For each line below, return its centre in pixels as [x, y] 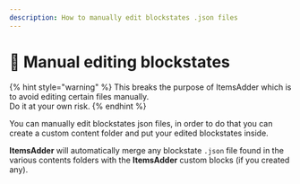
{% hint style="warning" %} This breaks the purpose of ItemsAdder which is [150, 87]
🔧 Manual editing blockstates [120, 61]
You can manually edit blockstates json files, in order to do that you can [141, 123]
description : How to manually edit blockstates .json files [124, 18]
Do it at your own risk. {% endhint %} [78, 106]
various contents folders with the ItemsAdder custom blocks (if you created [150, 160]
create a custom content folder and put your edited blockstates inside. [139, 133]
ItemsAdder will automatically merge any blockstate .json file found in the [147, 150]
